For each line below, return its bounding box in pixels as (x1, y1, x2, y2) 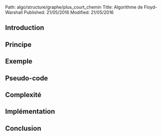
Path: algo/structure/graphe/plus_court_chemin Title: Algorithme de (5, 4, 143, 10)
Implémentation (5, 107, 55, 116)
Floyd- (144, 4, 158, 10)
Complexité (5, 91, 42, 99)
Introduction (5, 24, 45, 32)
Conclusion (5, 124, 42, 133)
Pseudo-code (5, 74, 48, 82)
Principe (5, 40, 32, 49)
